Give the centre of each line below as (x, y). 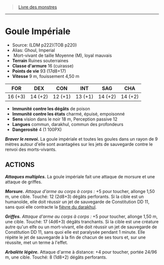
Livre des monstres (38, 7)
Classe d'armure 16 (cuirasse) (43, 66)
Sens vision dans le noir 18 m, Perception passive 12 (65, 119)
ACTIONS (20, 165)
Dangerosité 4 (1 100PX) (37, 129)
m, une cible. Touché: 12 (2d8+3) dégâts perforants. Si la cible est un (74, 196)
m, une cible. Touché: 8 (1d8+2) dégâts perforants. (56, 257)
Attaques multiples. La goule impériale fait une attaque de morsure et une (80, 176)
